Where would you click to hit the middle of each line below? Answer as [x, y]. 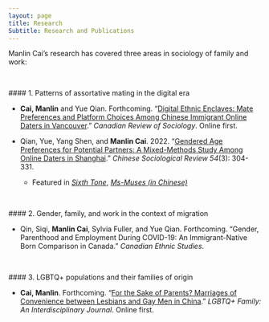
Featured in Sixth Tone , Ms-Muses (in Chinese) [110, 182]
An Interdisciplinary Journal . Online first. [87, 310]
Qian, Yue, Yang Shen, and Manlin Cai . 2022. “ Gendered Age [121, 141]
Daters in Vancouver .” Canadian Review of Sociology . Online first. [129, 126]
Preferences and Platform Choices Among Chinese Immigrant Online [133, 117]
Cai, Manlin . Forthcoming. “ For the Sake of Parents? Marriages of [128, 293]
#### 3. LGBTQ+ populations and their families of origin [101, 277]
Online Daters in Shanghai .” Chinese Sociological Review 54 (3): [125, 158]
